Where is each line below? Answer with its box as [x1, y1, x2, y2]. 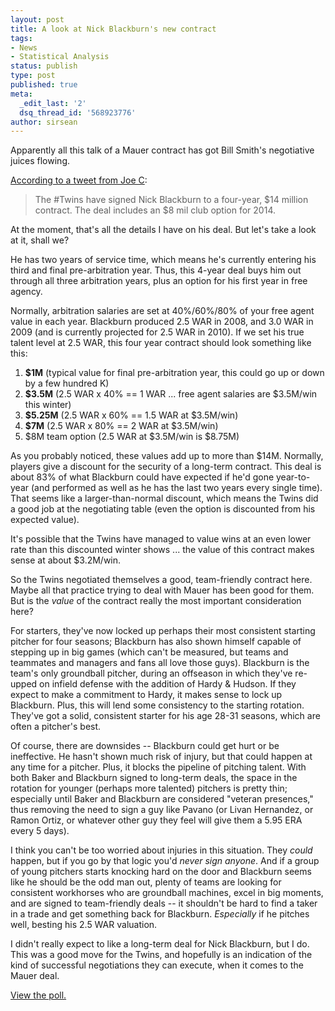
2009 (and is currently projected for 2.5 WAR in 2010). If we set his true [10, 326, 305, 338]
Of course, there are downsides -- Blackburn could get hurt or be [10, 740, 280, 752]
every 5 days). [10, 825, 70, 837]
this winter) [24, 399, 72, 411]
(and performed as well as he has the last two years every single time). [30, 482, 323, 494]
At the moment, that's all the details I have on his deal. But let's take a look [10, 224, 317, 236]
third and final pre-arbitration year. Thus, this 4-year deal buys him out [10, 264, 302, 276]
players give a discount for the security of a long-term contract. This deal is [10, 461, 322, 473]
